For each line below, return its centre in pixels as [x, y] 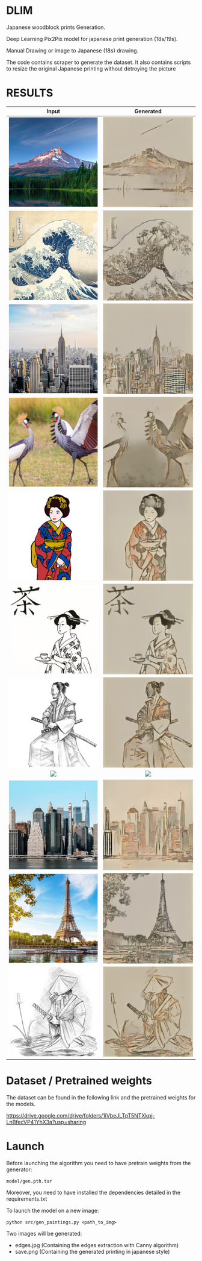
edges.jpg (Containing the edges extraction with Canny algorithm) [97, 1245]
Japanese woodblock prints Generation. [56, 27]
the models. [21, 1104]
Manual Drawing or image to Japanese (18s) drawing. [72, 50]
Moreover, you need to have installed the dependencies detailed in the [93, 1192]
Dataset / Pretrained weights [79, 1081]
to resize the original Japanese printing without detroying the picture [91, 68]
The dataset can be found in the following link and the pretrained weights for [101, 1097]
